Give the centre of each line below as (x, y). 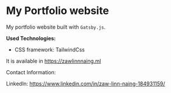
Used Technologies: (31, 38)
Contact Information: (31, 72)
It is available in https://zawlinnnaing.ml (54, 61)
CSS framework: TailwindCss (49, 49)
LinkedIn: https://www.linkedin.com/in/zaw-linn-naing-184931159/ (86, 84)
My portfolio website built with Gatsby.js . (56, 27)
